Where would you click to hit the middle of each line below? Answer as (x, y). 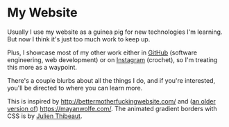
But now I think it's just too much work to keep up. (79, 39)
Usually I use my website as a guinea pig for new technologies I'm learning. (115, 32)
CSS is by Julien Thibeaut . (45, 116)
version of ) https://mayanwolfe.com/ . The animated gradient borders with (112, 108)
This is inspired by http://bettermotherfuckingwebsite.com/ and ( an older (112, 101)
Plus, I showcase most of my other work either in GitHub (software (102, 52)
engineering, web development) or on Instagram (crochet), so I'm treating (112, 59)
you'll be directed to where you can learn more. (75, 88)
